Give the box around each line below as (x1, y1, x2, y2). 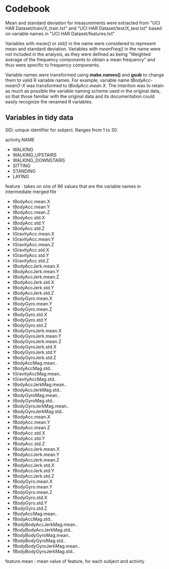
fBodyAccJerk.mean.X (12, 446, 60, 452)
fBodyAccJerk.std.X (12, 462, 55, 468)
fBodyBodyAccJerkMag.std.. (12, 526, 73, 533)
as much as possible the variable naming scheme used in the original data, (5, 88, 161, 94)
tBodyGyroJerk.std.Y (12, 349, 57, 355)
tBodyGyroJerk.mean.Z (12, 338, 62, 345)
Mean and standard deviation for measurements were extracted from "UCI (5, 20, 160, 26)
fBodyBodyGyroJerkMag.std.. (12, 548, 75, 554)
